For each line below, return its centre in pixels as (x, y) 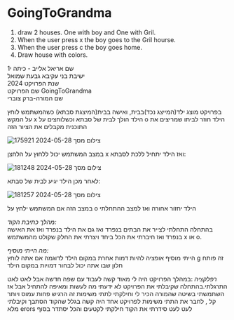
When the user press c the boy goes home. (80, 47)
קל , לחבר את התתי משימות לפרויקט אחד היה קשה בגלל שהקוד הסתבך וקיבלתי (112, 301)
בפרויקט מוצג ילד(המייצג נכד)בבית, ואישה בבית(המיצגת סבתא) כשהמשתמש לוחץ (115, 112)
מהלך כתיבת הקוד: (32, 222)
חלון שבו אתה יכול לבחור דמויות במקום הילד (65, 265)
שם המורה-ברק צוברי (35, 98)
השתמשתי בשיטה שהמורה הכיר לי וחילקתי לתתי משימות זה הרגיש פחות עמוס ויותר (116, 293)
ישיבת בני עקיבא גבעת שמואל (46, 76)
